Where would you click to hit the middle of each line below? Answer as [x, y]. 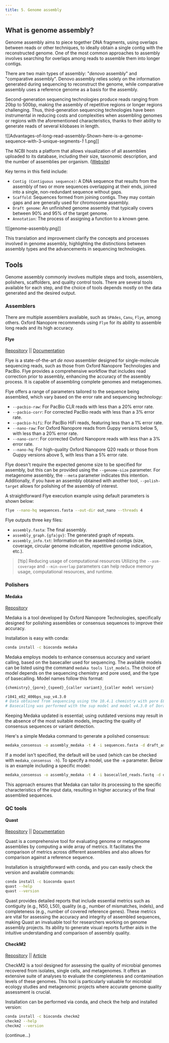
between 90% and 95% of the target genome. [60, 213]
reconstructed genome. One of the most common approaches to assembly [82, 53]
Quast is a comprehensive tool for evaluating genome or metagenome [77, 841]
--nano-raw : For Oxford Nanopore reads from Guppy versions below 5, [85, 428]
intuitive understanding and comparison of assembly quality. [68, 933]
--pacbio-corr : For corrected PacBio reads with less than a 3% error [83, 412]
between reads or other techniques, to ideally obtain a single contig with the [84, 48]
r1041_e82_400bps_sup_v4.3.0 [36, 697]
